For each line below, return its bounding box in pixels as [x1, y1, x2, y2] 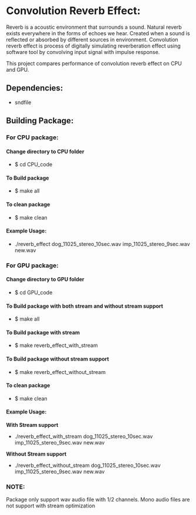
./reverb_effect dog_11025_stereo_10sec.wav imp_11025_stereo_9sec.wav [14, 240, 190, 247]
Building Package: [6, 116, 74, 126]
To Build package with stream [6, 329, 80, 336]
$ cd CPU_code [14, 161, 53, 168]
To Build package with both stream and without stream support [6, 302, 163, 309]
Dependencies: [6, 83, 63, 93]
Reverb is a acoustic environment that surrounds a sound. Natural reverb [6, 23, 182, 31]
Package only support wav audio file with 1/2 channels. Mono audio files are [6, 496, 190, 503]
